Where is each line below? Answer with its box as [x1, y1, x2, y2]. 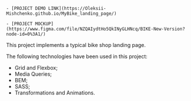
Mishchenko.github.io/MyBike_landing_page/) [6, 11, 117, 16]
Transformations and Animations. [14, 89, 95, 96]
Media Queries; [14, 70, 52, 78]
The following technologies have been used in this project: [6, 53, 148, 60]
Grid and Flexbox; [14, 65, 58, 71]
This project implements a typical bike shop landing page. [6, 42, 146, 48]
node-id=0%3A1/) [6, 31, 46, 37]
